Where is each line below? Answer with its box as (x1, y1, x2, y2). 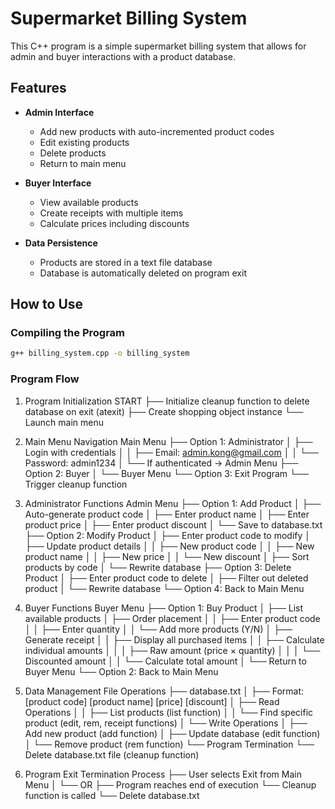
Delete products (39, 147, 107, 159)
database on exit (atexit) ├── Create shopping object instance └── (24, 405, 304, 417)
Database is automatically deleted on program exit (39, 267, 247, 279)
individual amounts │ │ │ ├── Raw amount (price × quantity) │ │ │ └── (24, 644, 321, 656)
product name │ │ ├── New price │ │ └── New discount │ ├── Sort (24, 550, 310, 562)
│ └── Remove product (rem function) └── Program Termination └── (24, 738, 315, 750)
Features (10, 80, 67, 97)
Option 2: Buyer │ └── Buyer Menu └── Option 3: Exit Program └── (24, 467, 309, 479)
